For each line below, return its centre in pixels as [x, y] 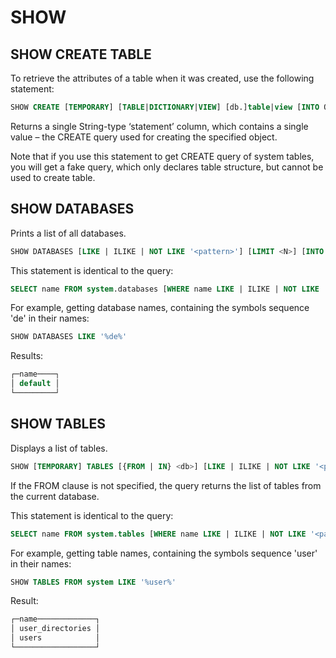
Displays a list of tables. [59, 448]
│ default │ [35, 384]
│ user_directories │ [55, 629]
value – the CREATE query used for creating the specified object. [144, 137]
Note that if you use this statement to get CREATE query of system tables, [162, 156]
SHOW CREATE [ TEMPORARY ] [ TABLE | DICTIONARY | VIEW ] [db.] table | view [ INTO [165, 107]
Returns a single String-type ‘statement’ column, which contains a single [159, 126]
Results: [27, 356]
